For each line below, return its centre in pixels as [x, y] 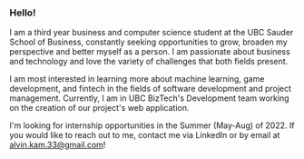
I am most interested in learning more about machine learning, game [137, 79]
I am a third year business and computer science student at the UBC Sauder [152, 33]
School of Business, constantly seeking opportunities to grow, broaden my [148, 42]
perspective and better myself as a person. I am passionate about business [150, 52]
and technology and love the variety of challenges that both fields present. [149, 62]
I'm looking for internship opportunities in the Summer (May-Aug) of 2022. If [152, 125]
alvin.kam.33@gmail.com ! [58, 145]
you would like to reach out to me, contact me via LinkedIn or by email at [145, 135]
